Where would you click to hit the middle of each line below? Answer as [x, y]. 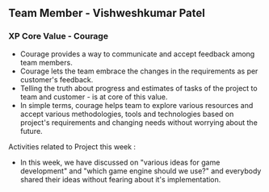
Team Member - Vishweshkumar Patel [107, 13]
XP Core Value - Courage [59, 36]
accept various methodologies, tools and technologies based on [127, 114]
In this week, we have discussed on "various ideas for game [120, 162]
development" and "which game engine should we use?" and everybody [141, 171]
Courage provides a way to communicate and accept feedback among [137, 54]
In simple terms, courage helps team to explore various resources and [137, 105]
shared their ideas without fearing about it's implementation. [120, 179]
